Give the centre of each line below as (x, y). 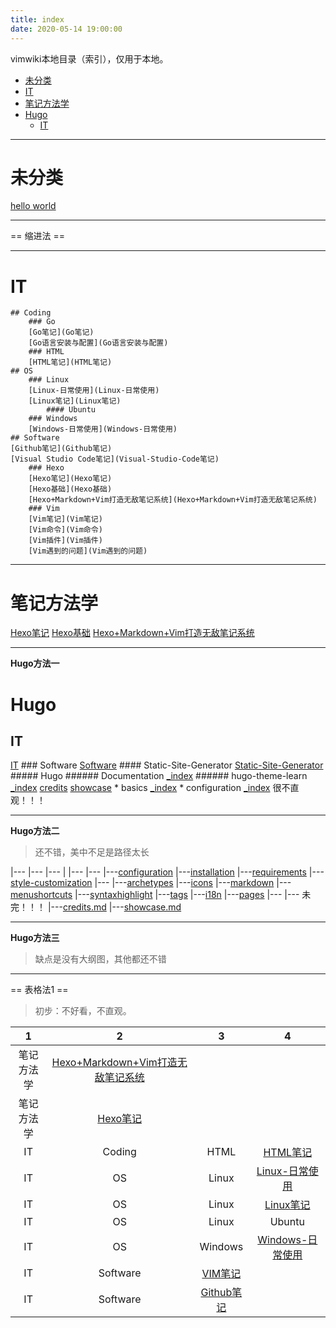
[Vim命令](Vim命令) (65, 530)
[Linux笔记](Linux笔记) (75, 401)
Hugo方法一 (35, 663)
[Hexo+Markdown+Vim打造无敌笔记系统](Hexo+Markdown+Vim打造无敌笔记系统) (173, 500)
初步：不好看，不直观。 (83, 1011)
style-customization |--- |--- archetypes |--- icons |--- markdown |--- (151, 883)
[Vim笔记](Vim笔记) (65, 519)
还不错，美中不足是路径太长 (92, 852)
